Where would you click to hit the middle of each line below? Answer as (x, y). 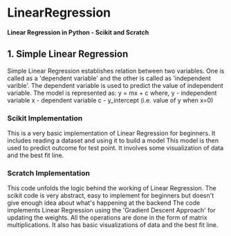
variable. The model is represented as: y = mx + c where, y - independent (112, 93)
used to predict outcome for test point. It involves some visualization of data (115, 147)
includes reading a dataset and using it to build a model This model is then (113, 140)
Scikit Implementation (45, 118)
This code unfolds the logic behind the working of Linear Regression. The (112, 188)
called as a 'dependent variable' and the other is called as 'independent (109, 78)
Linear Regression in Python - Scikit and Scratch (78, 32)
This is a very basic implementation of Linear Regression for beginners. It (111, 133)
